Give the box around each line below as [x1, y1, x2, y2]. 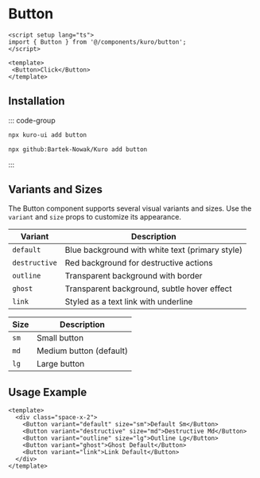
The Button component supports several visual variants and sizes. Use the [8, 204, 252, 213]
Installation [8, 95, 65, 108]
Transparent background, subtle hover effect [64, 283, 232, 294]
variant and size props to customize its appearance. [8, 212, 181, 222]
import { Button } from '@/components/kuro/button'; [8, 37, 187, 46]
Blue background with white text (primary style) [64, 244, 243, 255]
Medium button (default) [37, 345, 129, 356]
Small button [37, 332, 84, 344]
